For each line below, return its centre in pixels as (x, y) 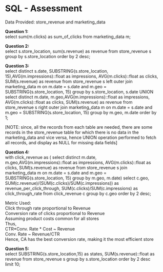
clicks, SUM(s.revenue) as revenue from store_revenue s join (66, 167)
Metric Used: (18, 203)
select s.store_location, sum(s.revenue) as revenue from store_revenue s (78, 51)
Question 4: (17, 152)
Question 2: (17, 46)
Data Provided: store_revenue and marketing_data (55, 22)
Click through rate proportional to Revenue (48, 208)
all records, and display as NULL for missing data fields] (61, 142)
